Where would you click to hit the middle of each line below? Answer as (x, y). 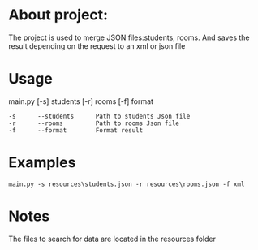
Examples (42, 163)
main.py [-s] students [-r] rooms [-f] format (81, 101)
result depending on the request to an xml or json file (97, 45)
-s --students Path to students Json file (99, 116)
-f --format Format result (76, 130)
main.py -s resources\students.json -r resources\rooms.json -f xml (127, 184)
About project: (58, 15)
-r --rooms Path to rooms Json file (94, 123)
